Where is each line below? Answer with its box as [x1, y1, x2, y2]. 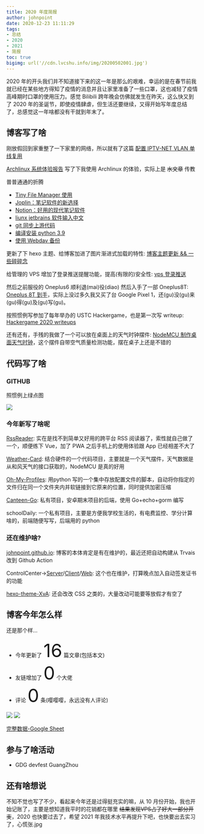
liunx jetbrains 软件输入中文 [15, 214, 84, 221]
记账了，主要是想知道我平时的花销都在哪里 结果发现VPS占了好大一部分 [11, 805, 189, 813]
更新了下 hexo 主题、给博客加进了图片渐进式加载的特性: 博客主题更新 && [6, 250, 187, 257]
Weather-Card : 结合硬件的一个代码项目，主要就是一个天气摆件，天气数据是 [6, 455, 194, 463]
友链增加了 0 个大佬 [15, 661, 73, 685]
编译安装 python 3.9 [15, 229, 66, 237]
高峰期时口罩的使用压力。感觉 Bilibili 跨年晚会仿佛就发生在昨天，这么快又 [6, 93, 189, 100]
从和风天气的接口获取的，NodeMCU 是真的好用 [6, 463, 124, 470]
